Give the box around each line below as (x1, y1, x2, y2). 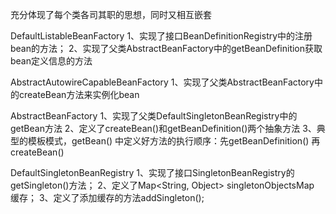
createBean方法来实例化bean (18, 89, 140, 100)
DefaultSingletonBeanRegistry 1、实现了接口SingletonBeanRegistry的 (10, 167, 295, 178)
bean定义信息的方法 (10, 55, 93, 67)
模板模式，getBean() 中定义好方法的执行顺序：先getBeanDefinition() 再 (27, 135, 321, 147)
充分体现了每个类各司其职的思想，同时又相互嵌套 (10, 9, 212, 20)
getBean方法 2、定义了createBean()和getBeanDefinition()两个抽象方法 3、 (10, 123, 317, 134)
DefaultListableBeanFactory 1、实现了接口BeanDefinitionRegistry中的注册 (10, 30, 313, 42)
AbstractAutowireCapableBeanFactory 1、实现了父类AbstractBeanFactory (10, 76, 315, 88)
